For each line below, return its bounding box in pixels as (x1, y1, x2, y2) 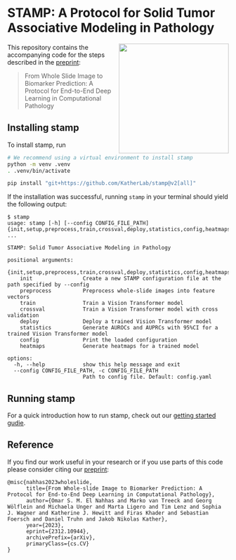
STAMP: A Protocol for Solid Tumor (7, 5, 216, 21)
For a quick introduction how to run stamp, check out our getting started (7, 411, 216, 419)
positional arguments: (7, 256, 74, 264)
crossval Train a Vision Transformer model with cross (20, 306, 218, 313)
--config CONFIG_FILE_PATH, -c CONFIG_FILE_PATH (13, 367, 159, 375)
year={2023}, (25, 521, 65, 528)
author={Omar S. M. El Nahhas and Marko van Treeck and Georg (25, 497, 212, 504)
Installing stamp (7, 122, 79, 134)
